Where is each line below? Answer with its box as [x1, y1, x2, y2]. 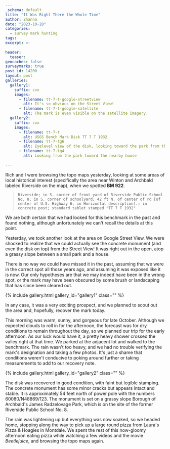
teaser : [10, 54, 26, 60]
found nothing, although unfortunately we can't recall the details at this [5, 219, 153, 226]
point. [5, 225, 18, 231]
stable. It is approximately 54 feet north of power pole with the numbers [5, 390, 155, 396]
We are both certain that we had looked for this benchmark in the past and [5, 214, 160, 220]
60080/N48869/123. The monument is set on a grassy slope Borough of [5, 395, 156, 402]
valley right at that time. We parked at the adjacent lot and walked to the [5, 338, 155, 344]
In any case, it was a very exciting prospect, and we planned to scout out [5, 302, 158, 308]
